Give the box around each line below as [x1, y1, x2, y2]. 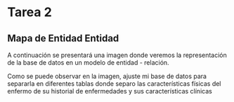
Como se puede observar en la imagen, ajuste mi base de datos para [7, 72, 207, 80]
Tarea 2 [7, 4, 53, 20]
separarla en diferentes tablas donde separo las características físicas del [7, 79, 221, 88]
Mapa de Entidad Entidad [7, 32, 119, 44]
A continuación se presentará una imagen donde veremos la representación [7, 51, 227, 59]
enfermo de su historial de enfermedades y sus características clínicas [7, 87, 212, 95]
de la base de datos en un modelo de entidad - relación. [7, 58, 170, 67]
